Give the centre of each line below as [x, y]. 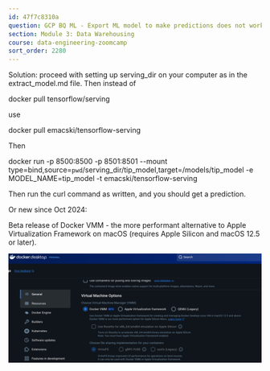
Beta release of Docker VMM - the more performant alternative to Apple [127, 225]
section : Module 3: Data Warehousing [72, 34]
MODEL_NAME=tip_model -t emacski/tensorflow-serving [103, 179]
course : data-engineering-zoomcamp [68, 43]
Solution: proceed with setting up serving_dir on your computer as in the [128, 75]
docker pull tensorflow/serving [59, 99]
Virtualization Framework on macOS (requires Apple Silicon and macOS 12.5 [134, 234]
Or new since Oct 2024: [48, 210]
